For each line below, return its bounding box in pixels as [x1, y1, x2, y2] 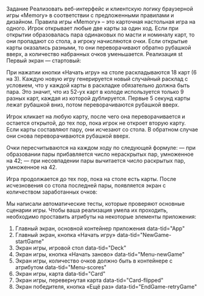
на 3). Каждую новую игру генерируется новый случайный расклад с [6, 76, 188, 82]
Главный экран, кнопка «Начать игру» [15, 231, 116, 238]
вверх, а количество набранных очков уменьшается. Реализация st [6, 51, 183, 57]
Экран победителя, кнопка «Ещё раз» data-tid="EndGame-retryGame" [15, 283, 197, 290]
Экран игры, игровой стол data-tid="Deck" [15, 244, 127, 252]
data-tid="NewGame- [116, 231, 172, 238]
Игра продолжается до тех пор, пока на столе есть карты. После [6, 175, 177, 182]
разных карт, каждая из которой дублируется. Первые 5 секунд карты [6, 94, 191, 102]
